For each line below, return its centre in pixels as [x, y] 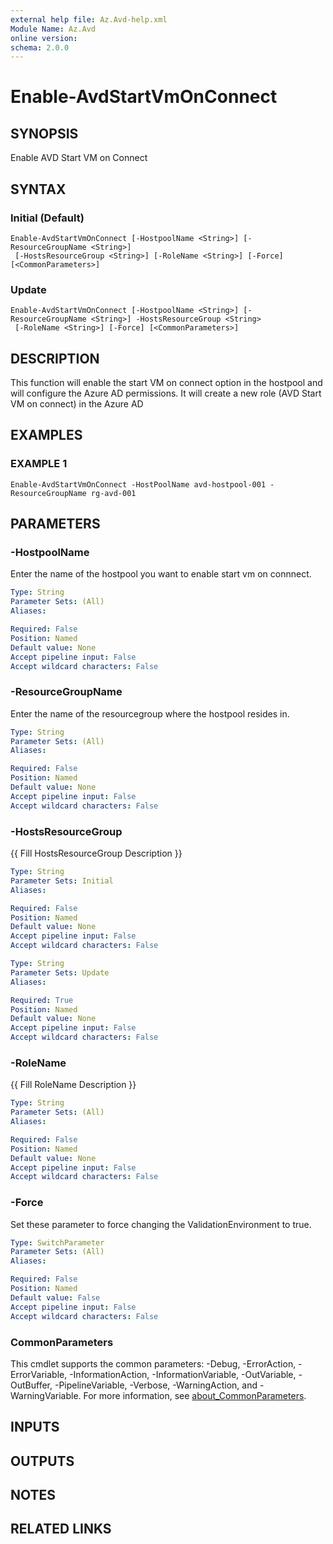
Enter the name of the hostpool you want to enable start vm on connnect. [161, 574]
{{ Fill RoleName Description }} [73, 1085]
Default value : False [55, 1297]
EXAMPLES [46, 435]
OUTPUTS [42, 1461]
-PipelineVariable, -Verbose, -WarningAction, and [156, 1385]
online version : [44, 38]
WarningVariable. [46, 1395]
